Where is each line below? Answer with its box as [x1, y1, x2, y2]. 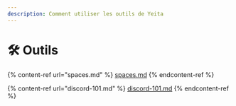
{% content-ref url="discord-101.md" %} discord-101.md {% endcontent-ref [7, 84, 230, 93]
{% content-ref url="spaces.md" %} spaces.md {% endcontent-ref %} [7, 70, 215, 78]
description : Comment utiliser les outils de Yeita [7, 10, 163, 18]
